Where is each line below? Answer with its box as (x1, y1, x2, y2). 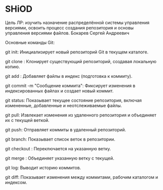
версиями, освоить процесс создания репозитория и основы (5, 24, 134, 30)
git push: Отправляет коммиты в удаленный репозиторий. (5, 126, 126, 133)
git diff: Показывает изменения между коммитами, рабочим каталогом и (5, 174, 158, 180)
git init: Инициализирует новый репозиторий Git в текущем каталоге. (5, 49, 148, 55)
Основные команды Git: (5, 39, 55, 45)
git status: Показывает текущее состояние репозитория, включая (5, 97, 142, 103)
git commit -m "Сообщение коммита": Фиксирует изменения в (5, 82, 136, 89)
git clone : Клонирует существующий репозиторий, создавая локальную (5, 58, 157, 64)
